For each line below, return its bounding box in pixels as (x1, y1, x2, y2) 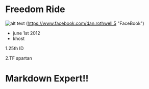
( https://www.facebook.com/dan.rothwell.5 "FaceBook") (26, 20, 144, 26)
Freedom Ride (5, 4, 65, 15)
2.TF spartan (5, 55, 32, 61)
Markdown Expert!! (5, 73, 89, 84)
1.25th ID (5, 45, 24, 51)
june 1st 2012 (12, 30, 41, 36)
